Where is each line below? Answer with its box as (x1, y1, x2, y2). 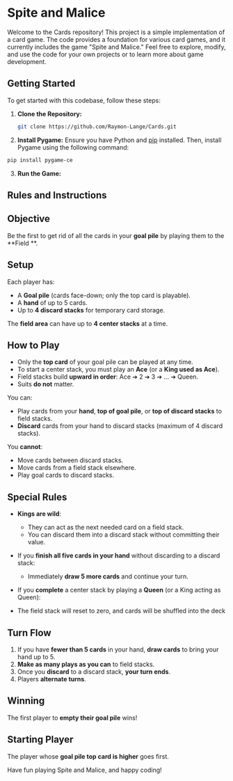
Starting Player (7, 734, 74, 745)
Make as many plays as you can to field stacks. (17, 660, 155, 668)
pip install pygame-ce (7, 157, 73, 164)
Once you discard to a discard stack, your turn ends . (17, 667, 171, 676)
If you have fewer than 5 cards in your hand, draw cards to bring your (17, 645, 219, 654)
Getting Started (7, 78, 76, 90)
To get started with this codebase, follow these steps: (7, 96, 161, 104)
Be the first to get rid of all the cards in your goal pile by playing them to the (7, 231, 225, 239)
